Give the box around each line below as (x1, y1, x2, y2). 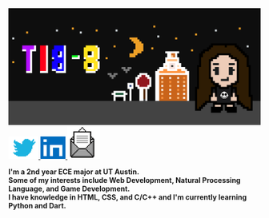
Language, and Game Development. (8, 184, 130, 193)
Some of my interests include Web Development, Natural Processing (8, 175, 241, 184)
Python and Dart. (8, 200, 66, 210)
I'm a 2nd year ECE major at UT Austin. (8, 167, 140, 176)
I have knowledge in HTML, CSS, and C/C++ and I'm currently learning (8, 192, 247, 202)
